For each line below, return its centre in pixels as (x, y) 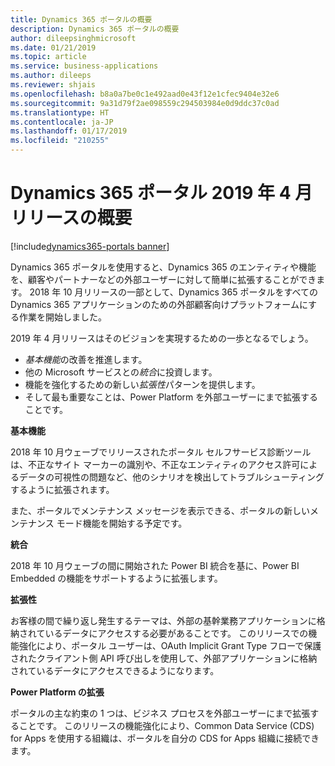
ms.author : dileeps (51, 76)
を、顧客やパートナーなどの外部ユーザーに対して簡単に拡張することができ (163, 279)
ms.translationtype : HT (60, 112)
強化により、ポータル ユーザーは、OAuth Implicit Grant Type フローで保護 (170, 645)
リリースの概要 (71, 218)
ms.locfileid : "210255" (60, 141)
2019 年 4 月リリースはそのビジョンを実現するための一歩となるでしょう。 (162, 338)
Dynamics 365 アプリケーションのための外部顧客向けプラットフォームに (159, 304)
